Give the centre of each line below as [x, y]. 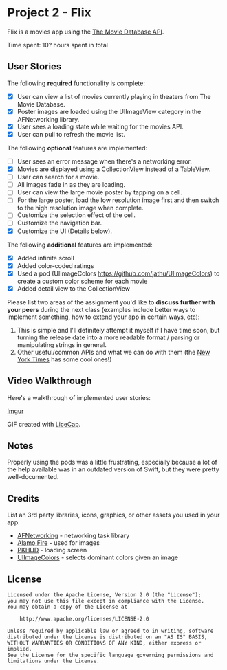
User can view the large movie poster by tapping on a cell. [99, 192]
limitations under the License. [53, 661]
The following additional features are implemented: [80, 245]
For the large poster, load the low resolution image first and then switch [118, 200]
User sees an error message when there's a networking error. [105, 161]
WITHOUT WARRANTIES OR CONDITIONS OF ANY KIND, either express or [104, 643]
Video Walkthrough [50, 381]
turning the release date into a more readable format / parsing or [108, 337]
